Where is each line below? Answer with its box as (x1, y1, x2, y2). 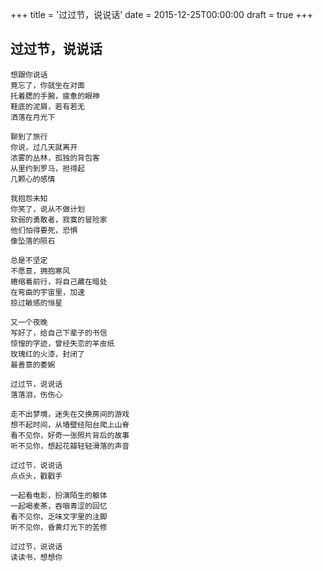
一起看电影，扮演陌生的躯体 (10, 490, 108, 500)
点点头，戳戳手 (10, 471, 63, 481)
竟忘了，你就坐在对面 (10, 80, 85, 90)
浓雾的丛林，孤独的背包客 (10, 153, 100, 163)
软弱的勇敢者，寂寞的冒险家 (10, 214, 108, 225)
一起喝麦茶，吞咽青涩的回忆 (10, 501, 108, 511)
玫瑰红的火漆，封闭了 (10, 349, 85, 359)
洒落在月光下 (10, 112, 56, 122)
